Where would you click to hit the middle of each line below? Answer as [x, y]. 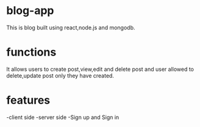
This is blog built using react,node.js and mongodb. [71, 27]
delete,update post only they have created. [60, 75]
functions [31, 52]
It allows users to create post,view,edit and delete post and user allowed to [100, 69]
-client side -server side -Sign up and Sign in [63, 117]
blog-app [30, 11]
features [28, 100]
